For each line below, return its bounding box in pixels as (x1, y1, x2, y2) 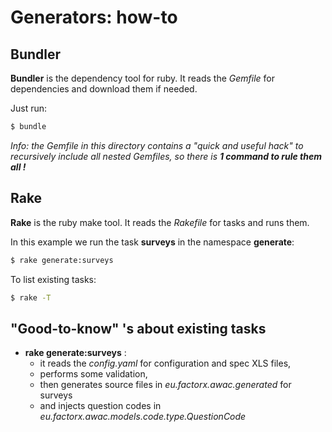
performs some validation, (39, 368, 148, 380)
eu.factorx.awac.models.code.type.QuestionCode (39, 411, 247, 423)
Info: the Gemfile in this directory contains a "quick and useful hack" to (10, 139, 304, 151)
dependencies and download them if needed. (10, 83, 198, 95)
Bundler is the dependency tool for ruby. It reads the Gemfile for (10, 72, 276, 84)
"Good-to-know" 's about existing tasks (10, 320, 267, 337)
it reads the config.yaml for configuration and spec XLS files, (39, 357, 292, 370)
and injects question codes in (39, 400, 162, 412)
